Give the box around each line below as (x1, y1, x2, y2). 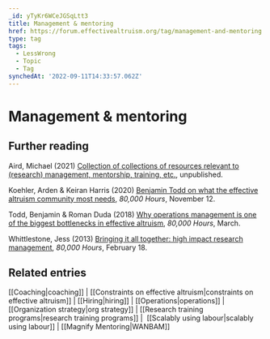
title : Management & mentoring (8, 19, 114, 28)
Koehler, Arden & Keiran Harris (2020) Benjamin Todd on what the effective (8, 185, 259, 195)
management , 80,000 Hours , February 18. (8, 242, 148, 252)
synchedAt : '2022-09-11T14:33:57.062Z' (8, 72, 143, 80)
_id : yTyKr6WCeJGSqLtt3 (8, 11, 89, 20)
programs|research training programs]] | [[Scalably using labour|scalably (8, 313, 254, 323)
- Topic (15, 58, 42, 66)
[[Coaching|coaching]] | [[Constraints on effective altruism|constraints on (8, 287, 254, 297)
